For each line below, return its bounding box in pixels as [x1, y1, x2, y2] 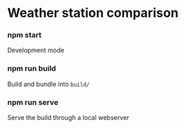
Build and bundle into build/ [7, 80, 90, 88]
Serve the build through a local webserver [7, 113, 129, 122]
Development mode [7, 46, 65, 54]
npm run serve [7, 97, 59, 107]
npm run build [7, 63, 56, 73]
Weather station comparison [7, 5, 179, 21]
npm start [7, 30, 42, 40]
